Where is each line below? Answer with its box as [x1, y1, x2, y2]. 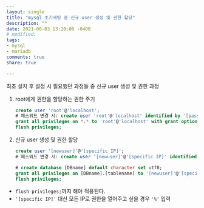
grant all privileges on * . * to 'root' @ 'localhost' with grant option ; [15, 119, 200, 125]
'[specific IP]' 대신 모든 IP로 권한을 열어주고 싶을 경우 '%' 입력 [15, 195, 171, 203]
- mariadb [6, 49, 32, 55]
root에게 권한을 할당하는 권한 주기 [15, 95, 95, 102]
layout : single [6, 8, 45, 15]
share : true [6, 59, 36, 65]
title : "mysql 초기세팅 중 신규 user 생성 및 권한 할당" [6, 15, 135, 21]
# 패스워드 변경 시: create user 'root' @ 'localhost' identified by [15, 113, 181, 119]
